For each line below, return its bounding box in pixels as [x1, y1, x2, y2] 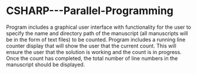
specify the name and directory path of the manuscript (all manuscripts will [6, 29, 188, 36]
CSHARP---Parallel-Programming [6, 4, 173, 18]
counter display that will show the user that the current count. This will [6, 42, 176, 49]
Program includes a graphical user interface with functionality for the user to [6, 23, 192, 31]
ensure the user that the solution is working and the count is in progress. [6, 48, 182, 55]
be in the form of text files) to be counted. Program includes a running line [6, 36, 186, 43]
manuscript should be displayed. [6, 60, 85, 68]
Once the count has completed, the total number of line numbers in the [6, 55, 178, 62]
